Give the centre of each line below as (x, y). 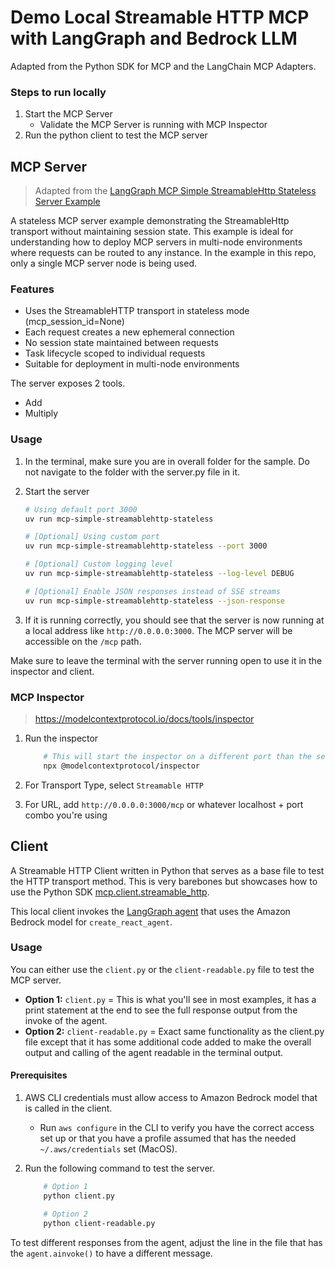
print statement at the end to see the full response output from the (161, 1010)
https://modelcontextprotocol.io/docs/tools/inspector (144, 718)
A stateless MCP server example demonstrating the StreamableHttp (150, 221)
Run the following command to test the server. (120, 1168)
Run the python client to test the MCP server (116, 135)
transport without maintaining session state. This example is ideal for (152, 232)
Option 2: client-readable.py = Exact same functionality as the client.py (174, 1031)
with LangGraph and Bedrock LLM (154, 38)
